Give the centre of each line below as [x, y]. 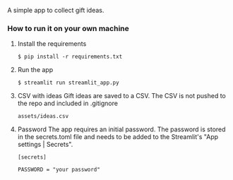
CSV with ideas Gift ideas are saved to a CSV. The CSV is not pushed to [121, 96]
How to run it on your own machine [68, 28]
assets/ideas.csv [43, 116]
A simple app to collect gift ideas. [56, 10]
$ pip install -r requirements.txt [70, 57]
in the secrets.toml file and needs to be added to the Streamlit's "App [118, 137]
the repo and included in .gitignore [68, 103]
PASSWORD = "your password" [59, 170]
